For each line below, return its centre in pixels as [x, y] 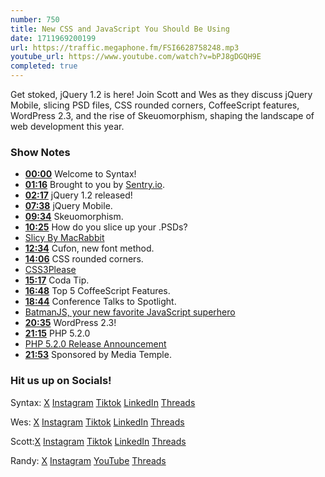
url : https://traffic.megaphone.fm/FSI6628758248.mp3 [125, 47]
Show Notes [40, 152]
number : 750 [35, 19]
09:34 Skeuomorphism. [74, 217]
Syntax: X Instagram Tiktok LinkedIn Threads [103, 402]
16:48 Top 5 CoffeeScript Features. [97, 291]
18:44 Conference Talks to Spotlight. [100, 302]
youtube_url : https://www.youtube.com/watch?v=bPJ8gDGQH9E [136, 57]
